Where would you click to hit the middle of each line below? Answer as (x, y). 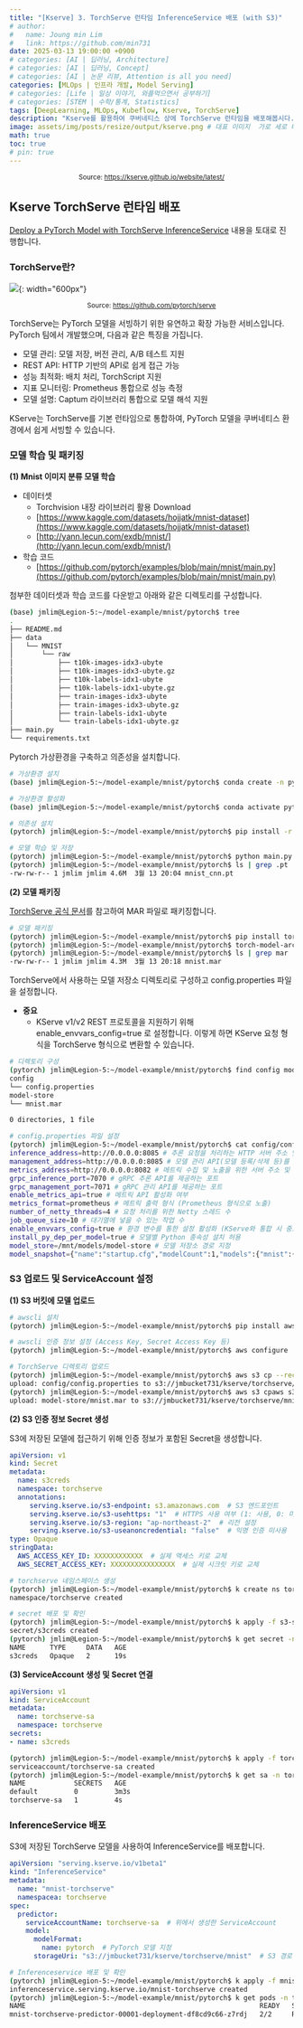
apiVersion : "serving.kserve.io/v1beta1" (88, 1863)
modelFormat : (58, 1939)
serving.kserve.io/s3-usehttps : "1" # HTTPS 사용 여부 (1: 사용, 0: (157, 1514)
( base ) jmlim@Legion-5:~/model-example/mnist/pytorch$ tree (125, 613)
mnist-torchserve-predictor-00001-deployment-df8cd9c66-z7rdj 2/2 (141, 2014)
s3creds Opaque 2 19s (68, 1655)
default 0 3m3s (70, 1792)
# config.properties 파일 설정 (64, 1137)
